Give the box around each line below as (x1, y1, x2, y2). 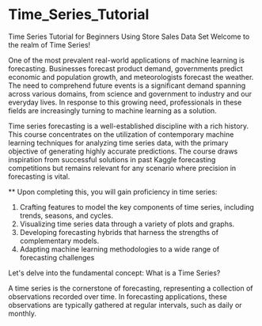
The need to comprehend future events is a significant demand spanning (8, 81, 246, 90)
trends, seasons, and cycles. (19, 210, 113, 220)
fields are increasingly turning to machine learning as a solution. (8, 105, 218, 116)
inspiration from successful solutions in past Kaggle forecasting (8, 154, 216, 164)
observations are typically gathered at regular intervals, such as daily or (8, 300, 243, 309)
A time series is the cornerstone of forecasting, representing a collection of (8, 283, 253, 293)
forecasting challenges (19, 252, 95, 262)
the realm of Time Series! (8, 40, 91, 49)
